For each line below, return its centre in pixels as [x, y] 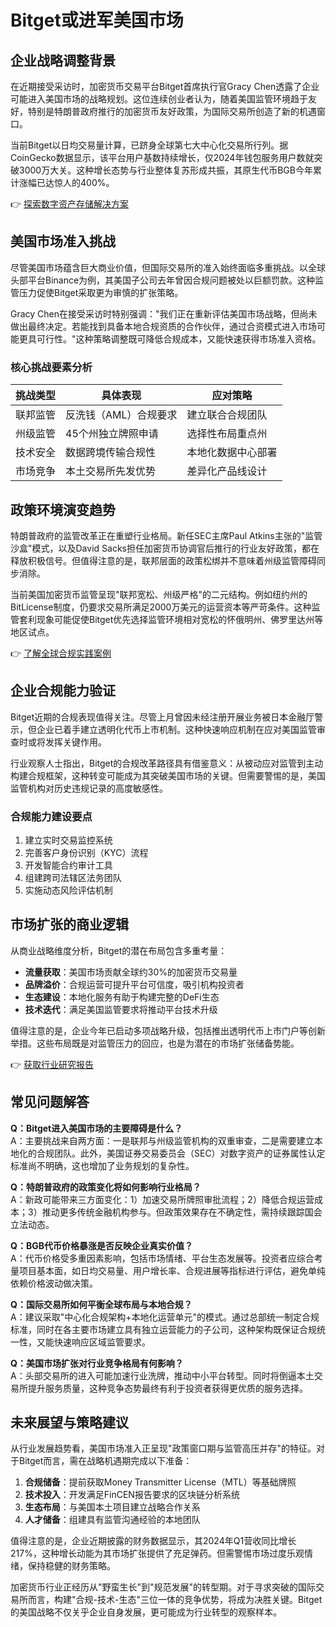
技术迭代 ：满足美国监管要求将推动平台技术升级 [121, 1009]
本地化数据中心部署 [232, 453]
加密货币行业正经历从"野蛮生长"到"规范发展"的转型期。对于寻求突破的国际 [163, 1587]
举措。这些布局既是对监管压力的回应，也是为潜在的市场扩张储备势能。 [155, 1043]
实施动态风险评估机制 [68, 890]
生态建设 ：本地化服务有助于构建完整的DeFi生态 [122, 997]
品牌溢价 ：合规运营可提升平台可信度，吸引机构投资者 [134, 984]
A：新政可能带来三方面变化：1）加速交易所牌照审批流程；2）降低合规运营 [162, 1199]
